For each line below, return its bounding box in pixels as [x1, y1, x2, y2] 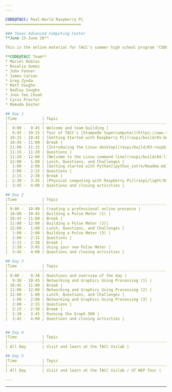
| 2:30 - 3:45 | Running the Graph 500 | [5, 311, 100, 316]
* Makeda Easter [5, 102, 40, 107]
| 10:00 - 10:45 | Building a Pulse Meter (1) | [5, 211, 111, 216]
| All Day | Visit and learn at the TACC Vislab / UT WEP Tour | [5, 368, 161, 373]
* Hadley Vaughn [5, 88, 40, 93]
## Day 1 [5, 111, 24, 116]
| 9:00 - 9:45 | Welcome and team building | [5, 125, 109, 131]
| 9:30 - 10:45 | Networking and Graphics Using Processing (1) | [5, 278, 153, 283]
